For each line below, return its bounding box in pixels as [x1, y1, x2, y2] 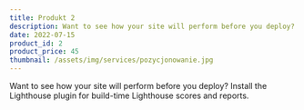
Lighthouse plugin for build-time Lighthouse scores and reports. [9, 90, 249, 101]
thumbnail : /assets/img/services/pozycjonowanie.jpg [9, 55, 214, 65]
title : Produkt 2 [9, 13, 76, 23]
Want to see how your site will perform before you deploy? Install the [9, 81, 268, 91]
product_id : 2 [9, 38, 64, 48]
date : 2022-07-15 [9, 30, 76, 39]
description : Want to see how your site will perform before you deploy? [9, 22, 296, 31]
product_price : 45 [9, 47, 79, 56]
